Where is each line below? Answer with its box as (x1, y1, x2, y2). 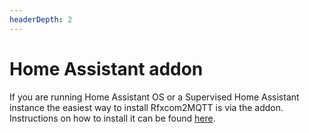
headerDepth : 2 (9, 14, 73, 25)
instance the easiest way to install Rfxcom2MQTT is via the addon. (9, 101, 284, 113)
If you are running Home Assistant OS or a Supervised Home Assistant (9, 91, 300, 103)
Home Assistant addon (9, 57, 204, 80)
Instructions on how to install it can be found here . (9, 112, 216, 124)
